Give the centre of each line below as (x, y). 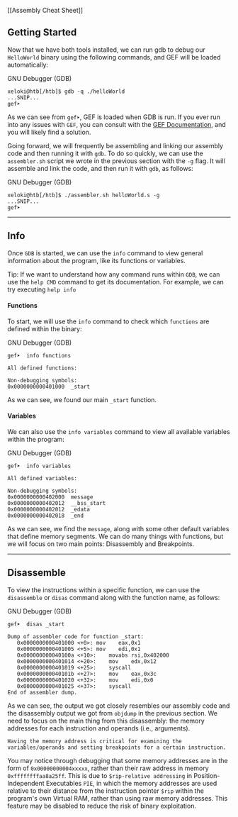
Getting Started (42, 32)
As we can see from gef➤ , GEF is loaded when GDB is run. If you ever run (114, 117)
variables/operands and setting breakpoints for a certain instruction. (117, 747)
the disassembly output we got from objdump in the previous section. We (113, 713)
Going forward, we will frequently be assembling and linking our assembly (115, 145)
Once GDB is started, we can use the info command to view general (105, 253)
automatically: (28, 65)
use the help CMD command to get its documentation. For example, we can (116, 282)
